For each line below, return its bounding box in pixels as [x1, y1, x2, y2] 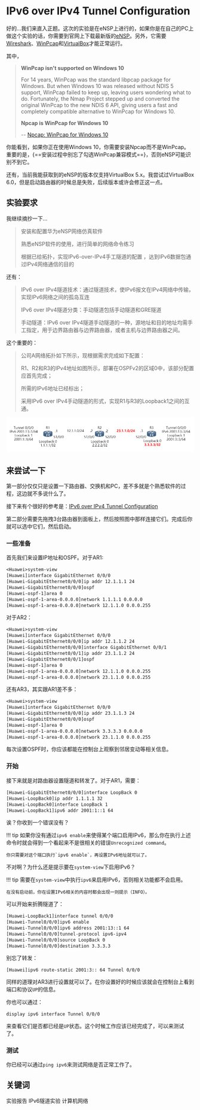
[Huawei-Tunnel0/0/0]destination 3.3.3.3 [6, 943, 111, 949]
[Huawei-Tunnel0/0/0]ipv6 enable [6, 919, 90, 925]
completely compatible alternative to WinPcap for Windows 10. [20, 108, 176, 115]
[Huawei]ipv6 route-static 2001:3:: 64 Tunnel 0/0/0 [6, 967, 140, 973]
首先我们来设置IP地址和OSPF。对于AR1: [6, 554, 103, 561]
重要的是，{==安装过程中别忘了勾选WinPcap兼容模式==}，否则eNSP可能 [6, 151, 186, 158]
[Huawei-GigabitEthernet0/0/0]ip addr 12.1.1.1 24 [6, 579, 135, 585]
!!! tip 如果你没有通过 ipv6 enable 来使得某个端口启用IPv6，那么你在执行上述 [6, 831, 191, 839]
